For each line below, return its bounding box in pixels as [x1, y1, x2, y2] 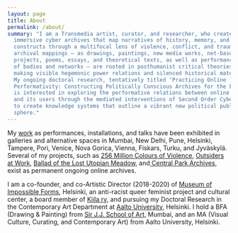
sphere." [13, 109, 40, 116]
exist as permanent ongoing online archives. [7, 166, 137, 174]
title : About [7, 17, 46, 24]
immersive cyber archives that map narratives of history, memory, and [13, 37, 230, 44]
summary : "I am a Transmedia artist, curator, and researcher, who [7, 30, 211, 38]
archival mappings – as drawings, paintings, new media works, [13, 50, 204, 57]
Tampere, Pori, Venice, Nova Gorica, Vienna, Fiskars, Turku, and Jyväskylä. [7, 143, 227, 152]
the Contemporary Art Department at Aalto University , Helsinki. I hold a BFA [7, 203, 228, 211]
